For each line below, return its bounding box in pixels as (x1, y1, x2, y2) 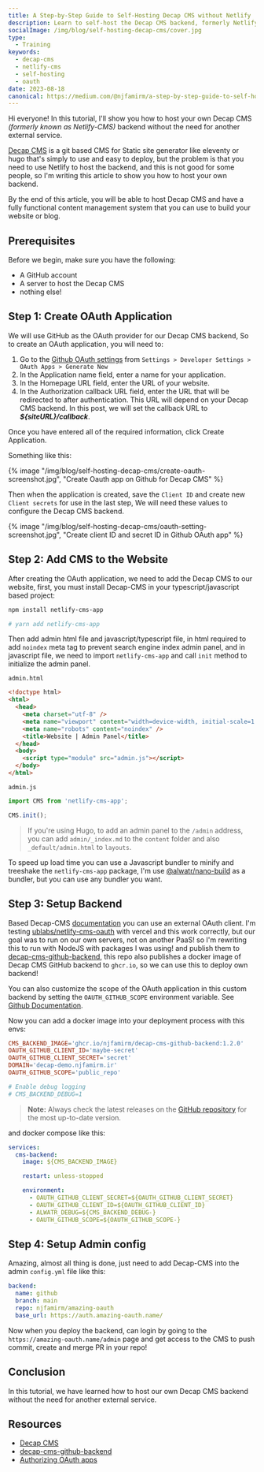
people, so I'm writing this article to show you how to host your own (8, 171, 228, 181)
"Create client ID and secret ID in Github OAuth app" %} (62, 530, 244, 539)
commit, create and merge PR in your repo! (8, 1342, 148, 1352)
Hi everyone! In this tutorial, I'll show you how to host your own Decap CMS (8, 114, 252, 123)
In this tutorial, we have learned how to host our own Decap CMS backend (8, 1386, 249, 1396)
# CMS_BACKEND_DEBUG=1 (8, 1090, 82, 1098)
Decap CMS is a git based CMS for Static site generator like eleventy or (8, 146, 240, 155)
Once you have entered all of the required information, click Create (8, 427, 225, 436)
